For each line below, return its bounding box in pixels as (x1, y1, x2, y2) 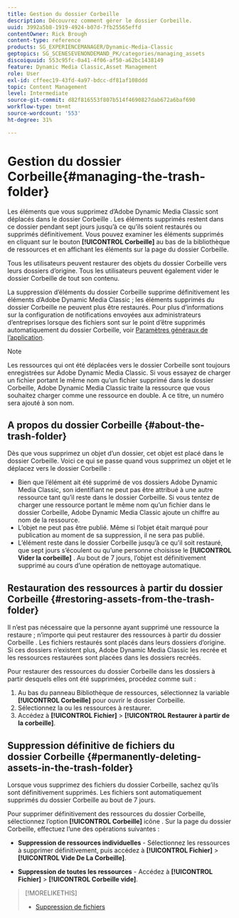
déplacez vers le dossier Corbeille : (7, 464, 111, 473)
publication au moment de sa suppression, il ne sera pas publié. (17, 531, 205, 540)
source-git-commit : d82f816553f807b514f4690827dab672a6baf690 (7, 97, 196, 104)
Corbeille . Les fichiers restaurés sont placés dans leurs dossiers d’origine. (7, 638, 226, 647)
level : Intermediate (7, 90, 69, 97)
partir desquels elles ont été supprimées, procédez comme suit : (7, 674, 196, 684)
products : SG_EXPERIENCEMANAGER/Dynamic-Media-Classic (7, 43, 174, 51)
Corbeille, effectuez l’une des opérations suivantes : (7, 825, 160, 833)
